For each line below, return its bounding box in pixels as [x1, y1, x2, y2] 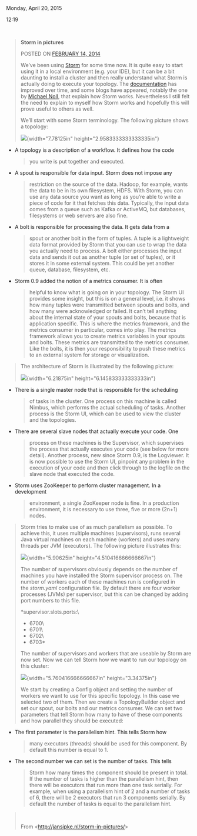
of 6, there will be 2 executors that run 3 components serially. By [29, 794, 186, 801]
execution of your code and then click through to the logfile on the [29, 464, 190, 471]
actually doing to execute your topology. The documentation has [20, 81, 177, 87]
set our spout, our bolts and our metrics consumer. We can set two [20, 705, 183, 711]
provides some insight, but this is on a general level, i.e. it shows [29, 295, 185, 302]
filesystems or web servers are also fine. [29, 212, 128, 219]
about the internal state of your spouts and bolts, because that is [29, 314, 186, 321]
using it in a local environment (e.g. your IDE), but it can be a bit [20, 68, 175, 75]
